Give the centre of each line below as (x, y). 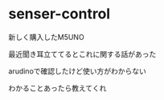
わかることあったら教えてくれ (57, 88)
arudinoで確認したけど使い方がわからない (78, 71)
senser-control (59, 14)
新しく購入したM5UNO (46, 37)
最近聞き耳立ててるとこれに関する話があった (82, 54)
